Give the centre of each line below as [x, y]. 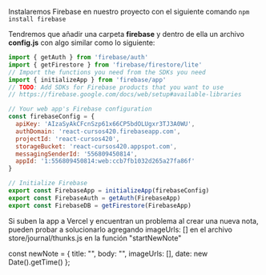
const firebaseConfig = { [51, 117]
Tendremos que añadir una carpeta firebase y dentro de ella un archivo [126, 34]
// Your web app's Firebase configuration [80, 109]
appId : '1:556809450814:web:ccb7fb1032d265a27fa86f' [105, 161]
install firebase [37, 19]
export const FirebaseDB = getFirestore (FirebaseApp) [100, 205]
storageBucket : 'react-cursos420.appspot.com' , [97, 146]
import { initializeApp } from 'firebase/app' [87, 79]
